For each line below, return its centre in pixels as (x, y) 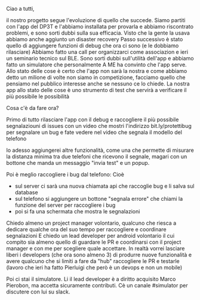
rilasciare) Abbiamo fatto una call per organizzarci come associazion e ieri (97, 52)
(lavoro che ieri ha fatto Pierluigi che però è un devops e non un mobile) (94, 267)
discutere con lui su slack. (38, 292)
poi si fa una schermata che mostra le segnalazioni (77, 211)
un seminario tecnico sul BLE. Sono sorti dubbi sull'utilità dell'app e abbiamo (100, 58)
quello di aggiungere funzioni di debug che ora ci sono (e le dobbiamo (93, 45)
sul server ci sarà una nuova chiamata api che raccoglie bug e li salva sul (104, 186)
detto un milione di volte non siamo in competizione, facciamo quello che (96, 77)
